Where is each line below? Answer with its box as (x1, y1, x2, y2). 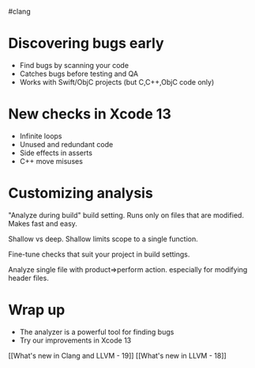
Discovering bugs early (8, 35, 164, 52)
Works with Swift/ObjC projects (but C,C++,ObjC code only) (19, 77, 215, 86)
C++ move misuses (19, 156, 83, 165)
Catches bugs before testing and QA (19, 69, 139, 78)
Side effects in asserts (19, 148, 93, 157)
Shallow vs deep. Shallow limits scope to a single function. (8, 233, 199, 244)
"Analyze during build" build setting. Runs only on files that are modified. (8, 210, 245, 220)
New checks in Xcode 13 (8, 105, 171, 123)
